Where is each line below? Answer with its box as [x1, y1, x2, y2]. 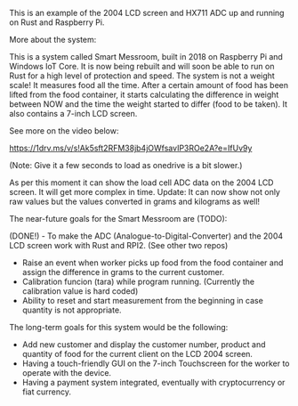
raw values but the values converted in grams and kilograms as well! [9, 196, 261, 207]
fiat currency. [21, 386, 71, 397]
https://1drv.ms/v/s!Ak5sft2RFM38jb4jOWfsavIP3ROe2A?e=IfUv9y [9, 142, 253, 153]
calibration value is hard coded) [21, 286, 139, 296]
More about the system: [9, 35, 97, 45]
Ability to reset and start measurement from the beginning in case [21, 296, 264, 305]
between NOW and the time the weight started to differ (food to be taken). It [9, 99, 287, 110]
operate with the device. [21, 368, 112, 378]
